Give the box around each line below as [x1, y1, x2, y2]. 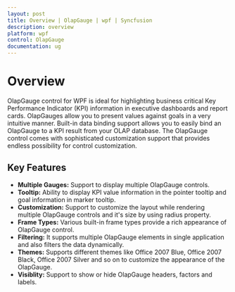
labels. [17, 277, 37, 286]
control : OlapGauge [7, 37, 65, 44]
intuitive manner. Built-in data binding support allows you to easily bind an [7, 119, 222, 127]
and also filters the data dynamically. [17, 240, 125, 248]
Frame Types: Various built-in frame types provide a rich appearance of [17, 217, 227, 226]
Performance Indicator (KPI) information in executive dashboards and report [7, 103, 228, 113]
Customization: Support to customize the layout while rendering [17, 203, 205, 211]
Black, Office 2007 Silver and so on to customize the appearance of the [17, 255, 225, 264]
